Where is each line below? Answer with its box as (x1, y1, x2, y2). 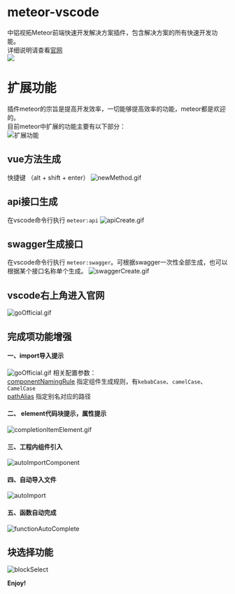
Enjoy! (7, 579, 27, 588)
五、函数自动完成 (7, 508, 57, 516)
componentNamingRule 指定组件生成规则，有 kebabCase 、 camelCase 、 (7, 377, 207, 386)
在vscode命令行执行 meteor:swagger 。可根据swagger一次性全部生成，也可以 (7, 258, 228, 266)
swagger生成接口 (7, 238, 84, 250)
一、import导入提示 (7, 351, 64, 360)
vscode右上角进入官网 (7, 289, 105, 302)
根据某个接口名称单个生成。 (7, 267, 87, 276)
